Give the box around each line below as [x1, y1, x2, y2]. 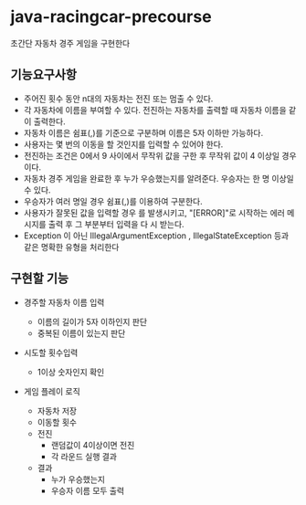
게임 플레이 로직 [23, 385, 80, 396]
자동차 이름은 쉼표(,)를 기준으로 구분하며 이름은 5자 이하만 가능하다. [23, 127, 264, 138]
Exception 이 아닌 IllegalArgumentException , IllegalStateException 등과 [23, 230, 290, 241]
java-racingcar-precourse [10, 6, 213, 27]
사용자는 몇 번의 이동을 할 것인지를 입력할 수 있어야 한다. [23, 139, 224, 150]
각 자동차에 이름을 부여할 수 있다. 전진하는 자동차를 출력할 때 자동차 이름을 [23, 104, 287, 115]
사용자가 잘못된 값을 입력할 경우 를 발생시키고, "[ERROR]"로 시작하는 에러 [23, 207, 286, 218]
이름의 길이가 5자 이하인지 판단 [37, 316, 148, 327]
